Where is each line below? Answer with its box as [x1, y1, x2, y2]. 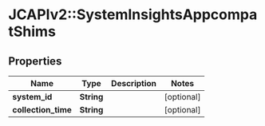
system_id [12, 92, 53, 102]
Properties [8, 54, 62, 68]
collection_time [12, 104, 72, 115]
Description [111, 78, 157, 89]
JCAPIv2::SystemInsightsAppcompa [8, 6, 258, 24]
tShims [8, 22, 56, 41]
